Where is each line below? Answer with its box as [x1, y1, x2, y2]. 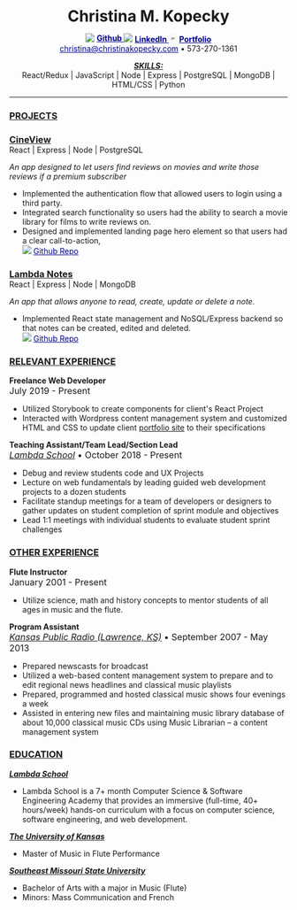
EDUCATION [9, 748, 64, 760]
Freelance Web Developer [9, 375, 106, 386]
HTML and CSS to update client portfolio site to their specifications [21, 422, 266, 433]
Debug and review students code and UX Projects [21, 467, 204, 479]
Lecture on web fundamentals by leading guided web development [21, 477, 267, 488]
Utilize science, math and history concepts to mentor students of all [21, 595, 269, 605]
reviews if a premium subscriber [9, 171, 126, 182]
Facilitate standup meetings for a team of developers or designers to [21, 496, 272, 506]
